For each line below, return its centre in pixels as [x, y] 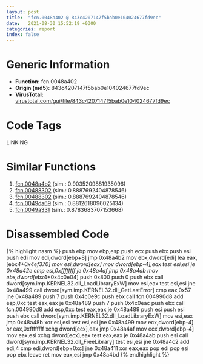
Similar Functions [51, 167]
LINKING [17, 142]
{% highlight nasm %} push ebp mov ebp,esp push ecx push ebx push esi [98, 251]
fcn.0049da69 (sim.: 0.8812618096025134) [69, 203]
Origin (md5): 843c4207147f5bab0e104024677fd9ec [82, 88]
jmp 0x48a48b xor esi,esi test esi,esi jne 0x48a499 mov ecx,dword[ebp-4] [100, 322]
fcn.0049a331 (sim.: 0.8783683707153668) [69, 209]
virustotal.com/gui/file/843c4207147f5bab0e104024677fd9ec [92, 101]
